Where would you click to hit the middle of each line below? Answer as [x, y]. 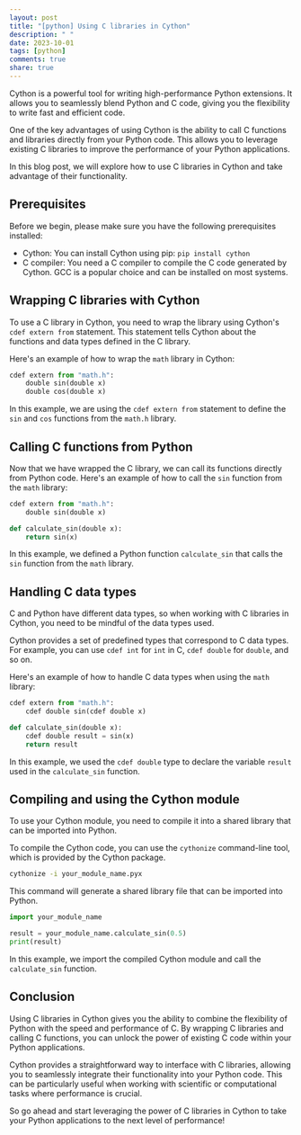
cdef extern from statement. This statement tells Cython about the [133, 331]
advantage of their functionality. [68, 175]
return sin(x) [52, 537]
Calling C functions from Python [101, 447]
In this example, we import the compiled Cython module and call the [135, 959]
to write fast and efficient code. [67, 112]
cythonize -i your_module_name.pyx [76, 874]
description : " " [42, 34]
